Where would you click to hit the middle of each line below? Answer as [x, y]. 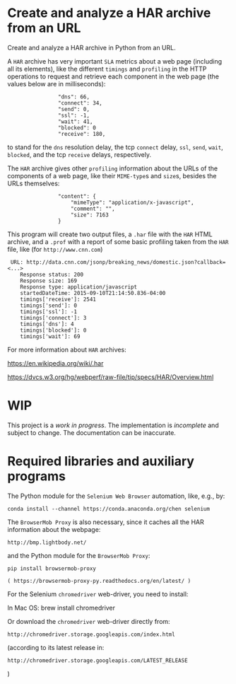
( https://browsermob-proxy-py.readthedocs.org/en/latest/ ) [99, 581]
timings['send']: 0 [49, 306]
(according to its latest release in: [56, 647]
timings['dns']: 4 [47, 324]
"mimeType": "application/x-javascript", [132, 202]
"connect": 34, [80, 103]
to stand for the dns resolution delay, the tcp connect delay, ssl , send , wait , [116, 147]
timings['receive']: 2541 [58, 299]
